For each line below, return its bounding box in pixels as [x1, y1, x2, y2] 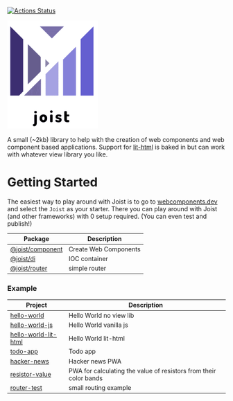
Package [23, 235, 50, 243]
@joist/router [10, 264, 48, 273]
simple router [68, 264, 107, 273]
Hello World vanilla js [68, 321, 128, 329]
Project [26, 301, 47, 310]
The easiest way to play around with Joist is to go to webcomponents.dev [7, 197, 218, 206]
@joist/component [10, 244, 63, 253]
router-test [10, 384, 43, 392]
